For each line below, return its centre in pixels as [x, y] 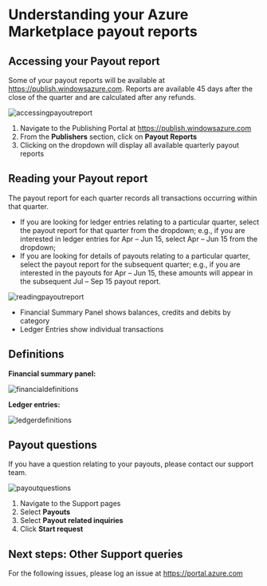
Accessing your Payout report [84, 61]
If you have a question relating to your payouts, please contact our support [131, 464]
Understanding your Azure [98, 15]
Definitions [36, 354]
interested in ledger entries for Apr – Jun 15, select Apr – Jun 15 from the [138, 239]
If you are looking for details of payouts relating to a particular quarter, [135, 255]
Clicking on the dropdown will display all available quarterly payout [129, 145]
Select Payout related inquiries [71, 521]
